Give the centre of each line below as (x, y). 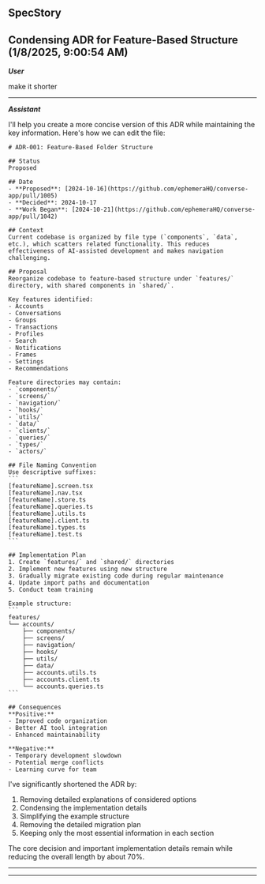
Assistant (24, 109)
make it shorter (33, 87)
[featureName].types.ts (47, 528)
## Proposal (28, 272)
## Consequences (35, 707)
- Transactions (33, 327)
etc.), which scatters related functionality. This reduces (109, 244)
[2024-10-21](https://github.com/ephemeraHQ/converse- (164, 210)
